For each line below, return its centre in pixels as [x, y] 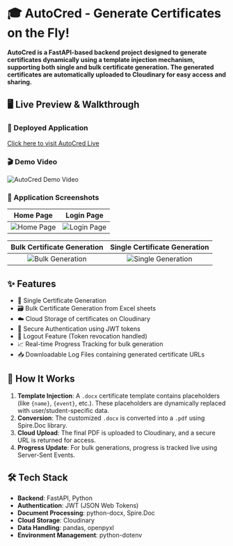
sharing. [20, 81]
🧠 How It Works [41, 379]
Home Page [33, 215]
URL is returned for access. [56, 440]
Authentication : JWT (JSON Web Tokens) [78, 505]
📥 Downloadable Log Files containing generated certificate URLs [111, 354]
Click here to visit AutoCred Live [53, 143]
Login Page [85, 215]
